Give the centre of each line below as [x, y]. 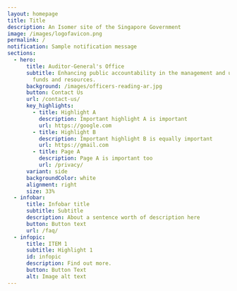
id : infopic [43, 257]
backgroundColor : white [61, 178]
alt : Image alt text [56, 276]
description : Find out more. [69, 263]
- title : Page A [56, 152]
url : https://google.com [75, 125]
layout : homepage [33, 14]
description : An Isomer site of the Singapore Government [94, 27]
